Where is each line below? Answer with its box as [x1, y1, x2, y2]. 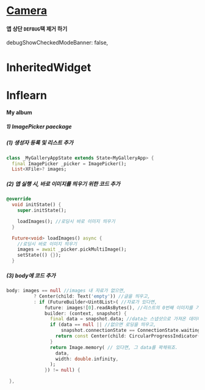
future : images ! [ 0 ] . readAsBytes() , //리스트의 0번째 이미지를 [45, 304, 193, 311]
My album [6, 109, 32, 116]
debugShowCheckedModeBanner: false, [6, 39, 109, 46]
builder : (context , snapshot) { [45, 310, 127, 317]
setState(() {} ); [17, 252, 62, 259]
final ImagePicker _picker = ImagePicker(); [12, 160, 127, 167]
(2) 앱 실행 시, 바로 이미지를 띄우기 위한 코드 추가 [6, 180, 121, 187]
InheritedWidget [6, 61, 92, 74]
